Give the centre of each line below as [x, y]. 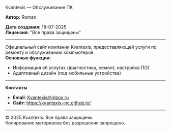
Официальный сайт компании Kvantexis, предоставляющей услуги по [81, 47]
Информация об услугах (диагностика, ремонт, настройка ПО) [81, 68]
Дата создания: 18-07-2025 [36, 27]
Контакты [16, 88]
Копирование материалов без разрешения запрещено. [65, 123]
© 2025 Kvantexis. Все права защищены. [50, 117]
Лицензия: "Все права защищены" [43, 32]
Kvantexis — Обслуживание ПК [39, 7]
